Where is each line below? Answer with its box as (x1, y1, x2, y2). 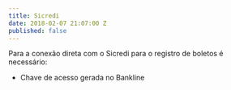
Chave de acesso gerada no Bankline (19, 73, 145, 83)
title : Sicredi (8, 11, 60, 20)
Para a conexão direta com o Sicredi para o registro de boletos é (8, 49, 225, 59)
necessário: (8, 57, 48, 67)
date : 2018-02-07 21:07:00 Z (8, 19, 107, 27)
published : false (8, 27, 67, 35)
